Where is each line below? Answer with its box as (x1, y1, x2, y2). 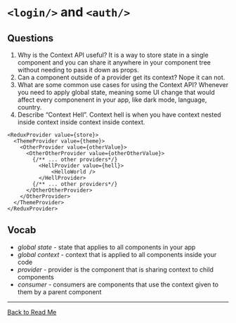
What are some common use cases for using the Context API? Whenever (17, 81, 229, 88)
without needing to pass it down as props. (17, 66, 139, 74)
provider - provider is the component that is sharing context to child (17, 265, 214, 274)
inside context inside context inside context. (17, 118, 145, 126)
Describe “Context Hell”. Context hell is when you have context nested (17, 110, 221, 119)
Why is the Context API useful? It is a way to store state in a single (17, 51, 209, 59)
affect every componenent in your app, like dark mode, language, (17, 95, 207, 104)
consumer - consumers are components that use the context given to (17, 280, 219, 289)
